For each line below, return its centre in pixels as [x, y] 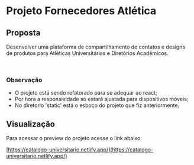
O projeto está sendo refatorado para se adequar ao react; [86, 93]
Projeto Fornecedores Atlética [81, 11]
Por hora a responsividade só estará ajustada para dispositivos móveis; [101, 99]
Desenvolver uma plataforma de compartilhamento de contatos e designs [96, 47]
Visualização [30, 124]
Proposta [23, 33]
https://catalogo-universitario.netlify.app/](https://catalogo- [81, 150]
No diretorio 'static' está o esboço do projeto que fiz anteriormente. [97, 105]
